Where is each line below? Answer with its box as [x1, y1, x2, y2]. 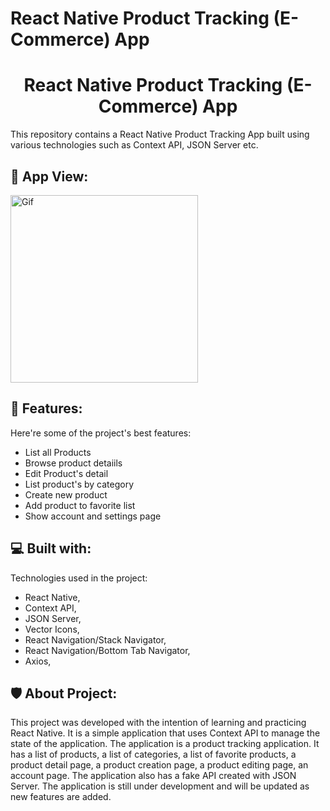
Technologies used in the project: [10, 572, 148, 584]
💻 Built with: [10, 540, 92, 557]
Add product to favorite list [24, 499, 136, 511]
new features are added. [10, 791, 112, 803]
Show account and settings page [24, 510, 162, 522]
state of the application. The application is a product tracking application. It [10, 738, 320, 750]
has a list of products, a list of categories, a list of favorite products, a [10, 748, 297, 761]
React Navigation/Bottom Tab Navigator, [24, 644, 191, 656]
